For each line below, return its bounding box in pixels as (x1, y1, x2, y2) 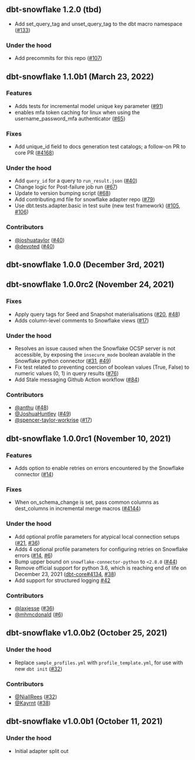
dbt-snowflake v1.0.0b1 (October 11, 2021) (6, 717, 163, 727)
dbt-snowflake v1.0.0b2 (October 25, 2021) (6, 628, 167, 638)
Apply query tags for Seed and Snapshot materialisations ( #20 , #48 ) (14, 311, 180, 318)
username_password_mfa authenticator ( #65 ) (14, 115, 126, 122)
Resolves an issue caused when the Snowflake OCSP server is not (14, 345, 176, 352)
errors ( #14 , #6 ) (14, 551, 53, 559)
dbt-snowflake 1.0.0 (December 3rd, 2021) (6, 260, 165, 270)
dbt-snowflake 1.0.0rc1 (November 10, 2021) (6, 433, 172, 443)
